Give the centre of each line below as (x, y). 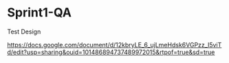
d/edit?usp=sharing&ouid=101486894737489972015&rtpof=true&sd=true (111, 52)
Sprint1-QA (40, 13)
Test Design (24, 32)
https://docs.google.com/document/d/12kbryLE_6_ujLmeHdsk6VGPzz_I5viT (115, 45)
